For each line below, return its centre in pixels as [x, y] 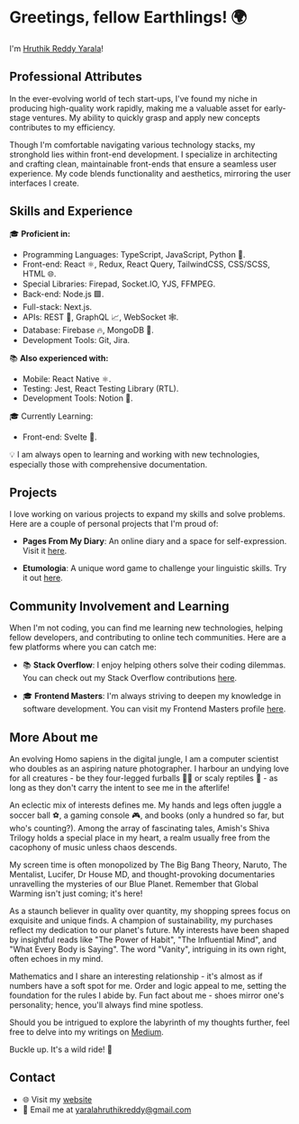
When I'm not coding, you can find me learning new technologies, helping [146, 628]
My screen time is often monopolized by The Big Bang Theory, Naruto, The [148, 865]
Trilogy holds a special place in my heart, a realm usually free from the [140, 838]
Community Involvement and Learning [119, 606]
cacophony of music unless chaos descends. [93, 847]
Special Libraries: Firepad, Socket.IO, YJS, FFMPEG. [119, 284]
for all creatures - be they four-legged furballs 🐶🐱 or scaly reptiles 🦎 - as [144, 778]
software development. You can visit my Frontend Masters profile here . [154, 709]
